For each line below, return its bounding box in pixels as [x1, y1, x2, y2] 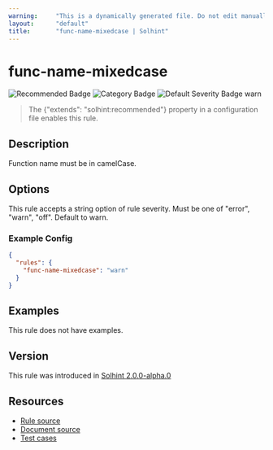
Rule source [19, 416, 61, 426]
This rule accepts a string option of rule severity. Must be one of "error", [8, 203, 250, 213]
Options [8, 182, 50, 196]
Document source [19, 425, 81, 435]
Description [8, 137, 69, 151]
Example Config [8, 233, 73, 244]
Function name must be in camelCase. [8, 159, 136, 168]
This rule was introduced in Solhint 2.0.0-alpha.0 [8, 371, 171, 381]
